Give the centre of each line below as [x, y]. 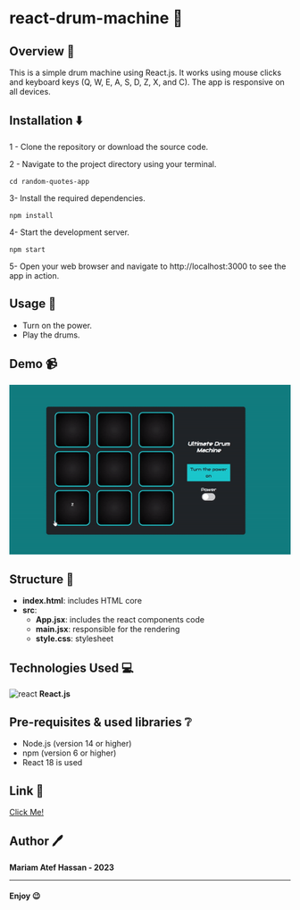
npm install [31, 215]
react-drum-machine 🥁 [96, 18]
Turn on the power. [57, 325]
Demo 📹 [33, 364]
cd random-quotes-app [50, 181]
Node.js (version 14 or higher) [77, 744]
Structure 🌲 [42, 580]
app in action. [34, 275]
